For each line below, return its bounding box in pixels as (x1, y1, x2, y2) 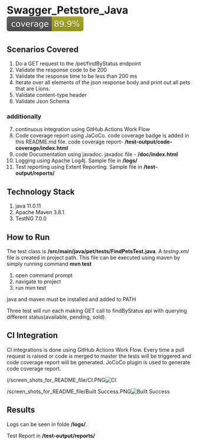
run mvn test (15, 284, 47, 291)
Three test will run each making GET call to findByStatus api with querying (6, 307, 188, 314)
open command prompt (15, 271, 73, 279)
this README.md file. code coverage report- (15, 138, 123, 145)
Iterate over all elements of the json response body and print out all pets (15, 79, 191, 86)
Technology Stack (6, 186, 75, 197)
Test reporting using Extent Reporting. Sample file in (15, 163, 142, 171)
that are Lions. (15, 85, 51, 92)
